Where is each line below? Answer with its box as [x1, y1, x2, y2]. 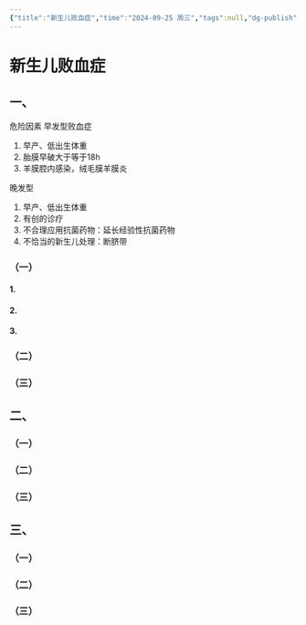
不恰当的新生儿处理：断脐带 [22, 235, 128, 246]
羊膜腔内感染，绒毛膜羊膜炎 [22, 162, 128, 173]
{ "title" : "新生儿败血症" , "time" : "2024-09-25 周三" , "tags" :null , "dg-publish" [9, 13, 298, 23]
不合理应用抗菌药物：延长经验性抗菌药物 [22, 224, 175, 235]
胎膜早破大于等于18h [22, 151, 100, 162]
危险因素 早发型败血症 [9, 120, 92, 131]
